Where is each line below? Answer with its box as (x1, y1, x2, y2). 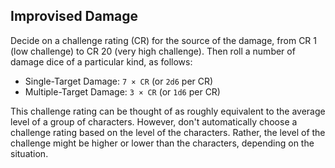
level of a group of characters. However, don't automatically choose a (10, 115, 298, 128)
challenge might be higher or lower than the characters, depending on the (10, 137, 315, 149)
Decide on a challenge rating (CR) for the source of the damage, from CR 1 (10, 34, 318, 46)
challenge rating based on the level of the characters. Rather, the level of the (10, 126, 326, 138)
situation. (10, 147, 49, 159)
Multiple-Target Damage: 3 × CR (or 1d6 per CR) (24, 85, 221, 98)
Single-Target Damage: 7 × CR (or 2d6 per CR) (24, 75, 214, 87)
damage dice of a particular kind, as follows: (10, 55, 193, 68)
